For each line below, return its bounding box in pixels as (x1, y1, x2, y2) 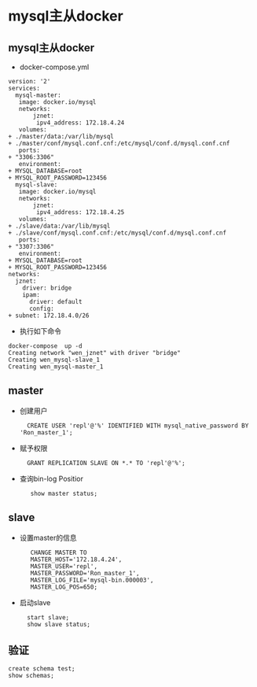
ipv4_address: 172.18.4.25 (36, 209, 125, 216)
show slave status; (27, 620, 90, 628)
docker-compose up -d (8, 342, 83, 350)
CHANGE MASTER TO (30, 548, 87, 556)
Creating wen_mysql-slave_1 (8, 356, 101, 364)
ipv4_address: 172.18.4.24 (36, 119, 125, 127)
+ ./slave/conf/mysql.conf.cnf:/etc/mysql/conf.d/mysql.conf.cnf (8, 229, 226, 237)
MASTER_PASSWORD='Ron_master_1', (30, 569, 140, 577)
